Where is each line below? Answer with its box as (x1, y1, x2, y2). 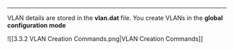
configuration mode (7, 22, 66, 29)
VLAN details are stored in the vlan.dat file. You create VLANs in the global (7, 14, 223, 22)
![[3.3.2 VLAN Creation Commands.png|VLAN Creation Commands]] (7, 35, 203, 42)
